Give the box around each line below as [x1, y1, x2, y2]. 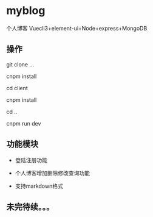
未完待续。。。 [6, 202, 55, 212]
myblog [6, 4, 46, 18]
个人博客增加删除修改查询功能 [15, 169, 90, 177]
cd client [6, 84, 29, 91]
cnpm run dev [6, 119, 41, 127]
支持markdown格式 [15, 182, 64, 190]
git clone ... [6, 60, 35, 68]
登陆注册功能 [15, 156, 47, 163]
